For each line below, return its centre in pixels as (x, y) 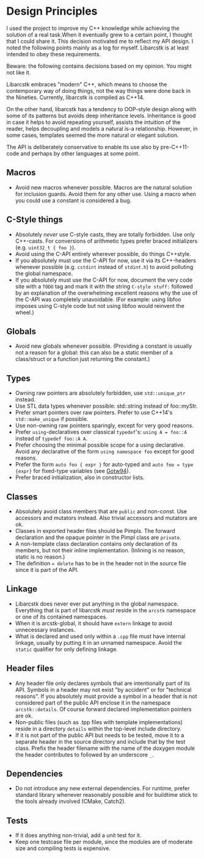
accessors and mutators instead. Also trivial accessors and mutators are (106, 518)
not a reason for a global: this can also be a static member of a (94, 353)
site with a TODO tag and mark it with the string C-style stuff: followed (104, 286)
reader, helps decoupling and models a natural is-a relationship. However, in (102, 128)
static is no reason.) (40, 557)
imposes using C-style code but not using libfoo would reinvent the (100, 306)
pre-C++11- (175, 147)
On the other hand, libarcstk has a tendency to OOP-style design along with (101, 109)
